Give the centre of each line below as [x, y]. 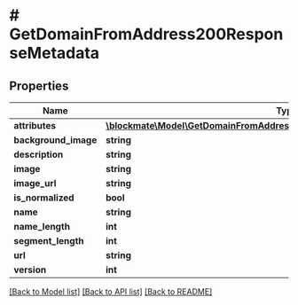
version [30, 270]
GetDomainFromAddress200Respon [146, 34]
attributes [35, 125]
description [39, 154]
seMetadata [55, 53]
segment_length [49, 241]
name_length [42, 227]
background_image [55, 140]
